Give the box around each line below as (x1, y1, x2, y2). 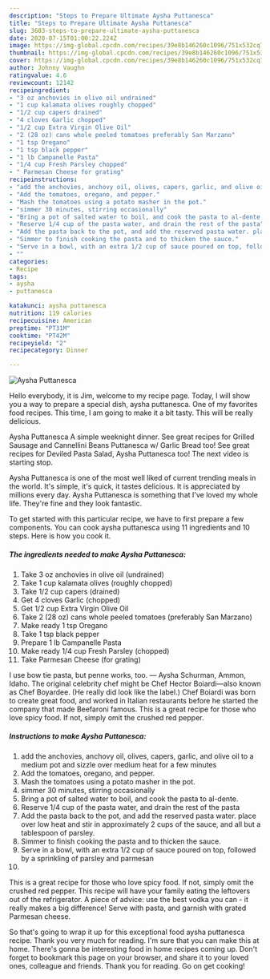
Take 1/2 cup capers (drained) (20, 586, 120, 597)
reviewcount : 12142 (9, 79, 75, 87)
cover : (9, 57, 31, 65)
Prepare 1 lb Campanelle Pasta (20, 638, 123, 647)
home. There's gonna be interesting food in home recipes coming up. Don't (9, 945, 258, 954)
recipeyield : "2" (9, 339, 67, 347)
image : (9, 42, 31, 50)
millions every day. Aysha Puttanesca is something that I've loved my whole (9, 490, 259, 500)
